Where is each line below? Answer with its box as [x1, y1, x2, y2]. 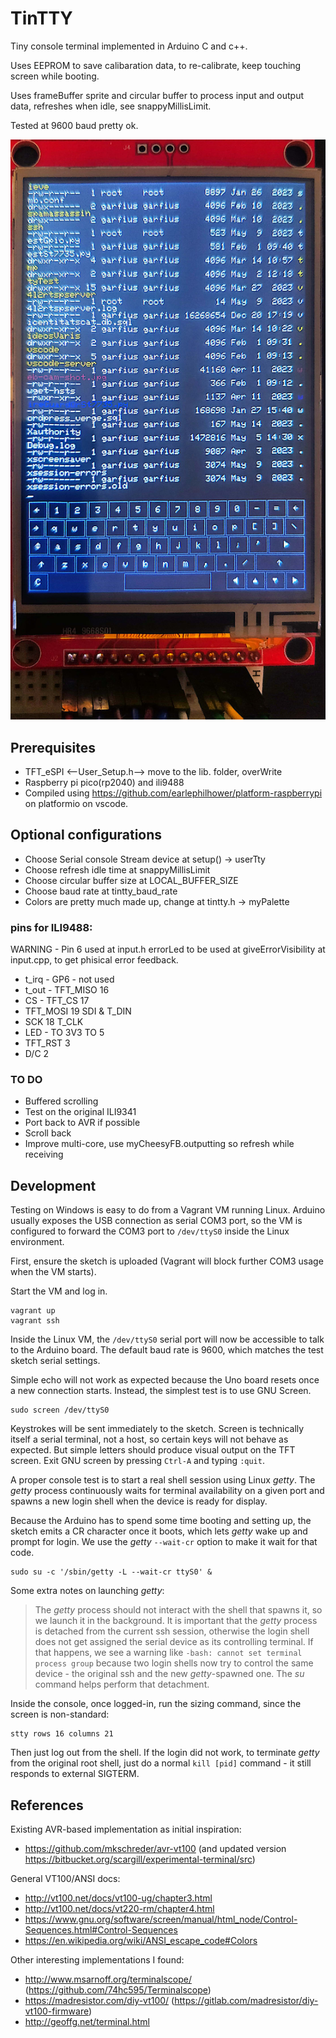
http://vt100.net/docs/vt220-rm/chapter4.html [24, 1903, 215, 1914]
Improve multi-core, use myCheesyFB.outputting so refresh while [24, 1138, 295, 1150]
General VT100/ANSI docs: [10, 1873, 121, 1884]
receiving [24, 1148, 64, 1161]
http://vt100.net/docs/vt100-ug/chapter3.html [24, 1892, 213, 1904]
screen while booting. [10, 70, 100, 82]
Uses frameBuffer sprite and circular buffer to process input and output [10, 89, 304, 101]
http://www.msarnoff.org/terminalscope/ [24, 1973, 192, 1985]
